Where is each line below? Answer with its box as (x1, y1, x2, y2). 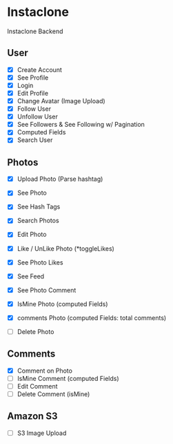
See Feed (17, 272, 45, 281)
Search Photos (17, 216, 60, 225)
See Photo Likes (17, 258, 63, 267)
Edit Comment (17, 382, 58, 390)
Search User (17, 136, 53, 144)
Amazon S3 (7, 410, 58, 423)
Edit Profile (17, 89, 49, 97)
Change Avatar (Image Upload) (17, 97, 105, 105)
